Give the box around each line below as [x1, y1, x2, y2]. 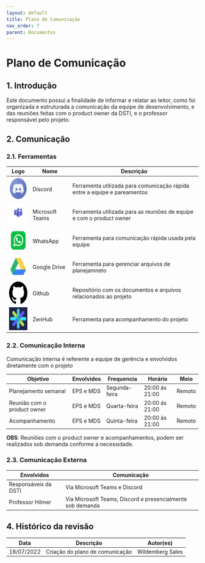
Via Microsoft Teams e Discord [65, 484, 143, 491]
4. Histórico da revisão [6, 521, 94, 531]
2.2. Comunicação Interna [6, 341, 85, 350]
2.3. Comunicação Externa [6, 456, 87, 464]
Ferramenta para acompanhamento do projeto [72, 315, 188, 323]
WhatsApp [32, 238, 59, 245]
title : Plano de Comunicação [6, 16, 81, 23]
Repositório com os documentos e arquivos [72, 286, 181, 294]
